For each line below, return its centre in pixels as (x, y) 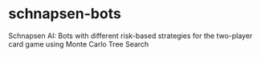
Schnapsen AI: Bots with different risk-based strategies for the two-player (130, 36)
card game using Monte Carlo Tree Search (79, 44)
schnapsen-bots (65, 14)
